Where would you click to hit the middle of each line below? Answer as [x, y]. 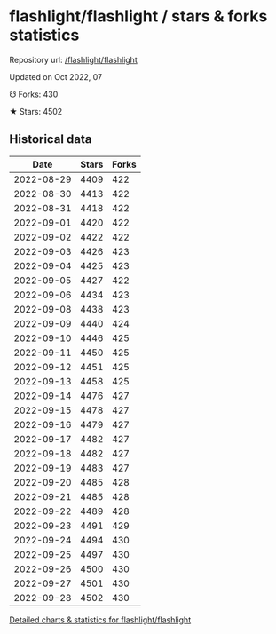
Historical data [51, 139]
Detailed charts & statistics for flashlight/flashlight [100, 620]
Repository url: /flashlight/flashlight [73, 59]
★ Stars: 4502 [36, 111]
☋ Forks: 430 [34, 94]
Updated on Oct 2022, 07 [56, 76]
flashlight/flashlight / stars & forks [138, 16]
